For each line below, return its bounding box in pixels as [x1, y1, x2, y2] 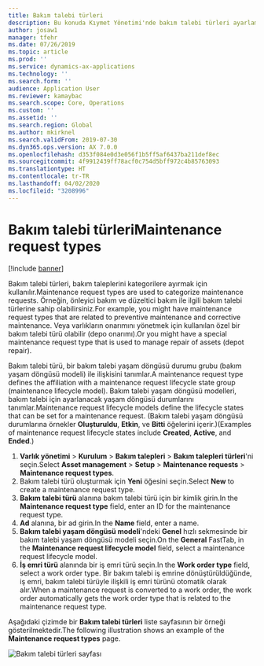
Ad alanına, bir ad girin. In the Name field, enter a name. [19, 518, 200, 528]
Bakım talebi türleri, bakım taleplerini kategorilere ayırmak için [8, 278, 208, 288]
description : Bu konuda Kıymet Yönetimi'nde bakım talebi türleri [8, 19, 230, 27]
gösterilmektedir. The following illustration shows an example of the [8, 625, 225, 635]
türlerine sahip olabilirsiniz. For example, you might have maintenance [8, 304, 233, 313]
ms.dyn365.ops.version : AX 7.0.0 [8, 143, 118, 151]
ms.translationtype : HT [8, 165, 86, 173]
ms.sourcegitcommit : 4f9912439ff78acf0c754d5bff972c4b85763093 [8, 158, 220, 166]
